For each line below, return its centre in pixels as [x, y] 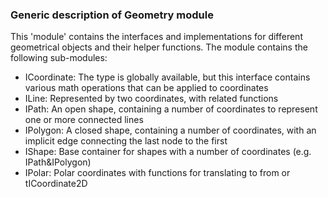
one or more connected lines [84, 120]
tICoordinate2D [56, 184]
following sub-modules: [59, 58]
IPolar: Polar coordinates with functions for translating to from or [157, 173]
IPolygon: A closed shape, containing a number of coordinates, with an [170, 130]
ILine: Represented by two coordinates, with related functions [151, 99]
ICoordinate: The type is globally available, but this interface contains [167, 77]
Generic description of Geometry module [112, 15]
